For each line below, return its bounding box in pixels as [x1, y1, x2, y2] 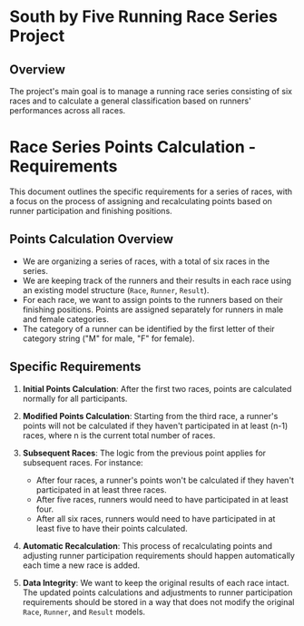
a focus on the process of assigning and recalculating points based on [9, 195, 272, 206]
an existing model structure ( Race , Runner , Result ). [22, 284, 210, 296]
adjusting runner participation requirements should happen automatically [22, 550, 295, 561]
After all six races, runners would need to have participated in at [35, 513, 276, 523]
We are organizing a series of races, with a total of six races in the [22, 256, 270, 267]
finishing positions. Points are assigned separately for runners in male [22, 304, 284, 315]
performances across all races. [9, 105, 126, 115]
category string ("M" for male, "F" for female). [22, 333, 195, 344]
